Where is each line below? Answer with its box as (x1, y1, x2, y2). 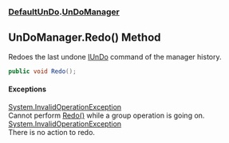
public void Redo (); (8, 67, 77, 75)
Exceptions (8, 84, 46, 94)
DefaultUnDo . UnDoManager (8, 6, 120, 17)
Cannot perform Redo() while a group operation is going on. (8, 110, 205, 120)
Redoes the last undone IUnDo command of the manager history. (8, 52, 222, 61)
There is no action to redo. (8, 127, 96, 137)
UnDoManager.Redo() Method (8, 31, 161, 44)
